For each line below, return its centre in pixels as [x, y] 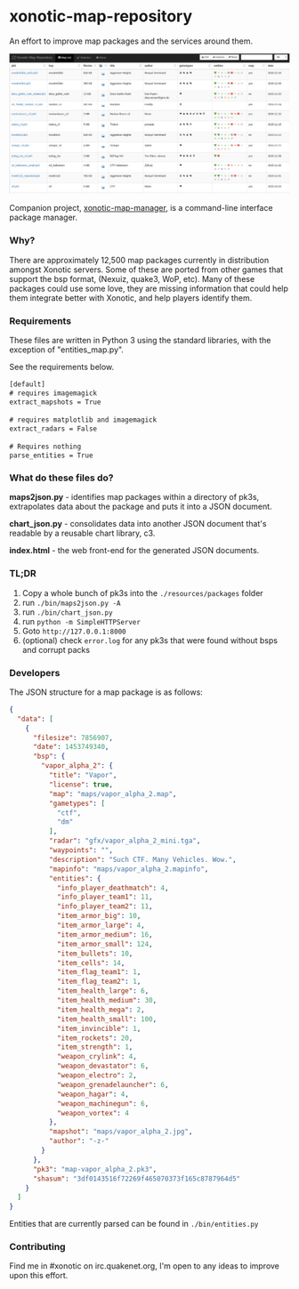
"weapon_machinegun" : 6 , [103, 1104]
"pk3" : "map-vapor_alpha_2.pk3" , [95, 1169]
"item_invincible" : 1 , [99, 1028]
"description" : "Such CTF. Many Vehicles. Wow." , [143, 859]
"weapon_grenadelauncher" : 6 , [113, 1084]
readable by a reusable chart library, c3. [82, 533]
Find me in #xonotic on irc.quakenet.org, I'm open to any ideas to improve [145, 1266]
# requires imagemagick [53, 393]
